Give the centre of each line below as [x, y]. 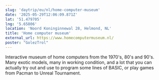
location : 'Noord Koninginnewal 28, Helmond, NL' [59, 29]
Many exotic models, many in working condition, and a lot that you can [79, 62]
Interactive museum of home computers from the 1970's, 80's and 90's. [80, 57]
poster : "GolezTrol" [27, 43]
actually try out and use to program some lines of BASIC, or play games [79, 67]
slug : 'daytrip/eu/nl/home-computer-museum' [53, 10]
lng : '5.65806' [21, 24]
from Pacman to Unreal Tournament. [43, 73]
